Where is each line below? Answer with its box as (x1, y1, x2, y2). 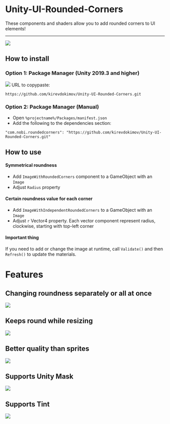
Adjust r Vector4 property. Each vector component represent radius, (12, 217, 156, 223)
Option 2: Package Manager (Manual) (5, 103, 99, 110)
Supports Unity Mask (5, 372, 74, 381)
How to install (5, 55, 50, 63)
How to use (5, 148, 41, 157)
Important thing (5, 234, 39, 241)
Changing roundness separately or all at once (5, 289, 152, 298)
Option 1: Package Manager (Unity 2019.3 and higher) (5, 70, 140, 77)
